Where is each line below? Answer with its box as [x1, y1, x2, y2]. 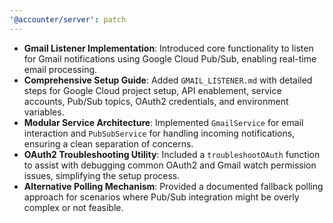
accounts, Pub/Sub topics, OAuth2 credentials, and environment [23, 95, 289, 107]
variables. [23, 106, 65, 118]
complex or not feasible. [23, 201, 124, 213]
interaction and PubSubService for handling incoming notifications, [23, 127, 296, 139]
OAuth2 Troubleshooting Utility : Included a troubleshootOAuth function [23, 148, 321, 160]
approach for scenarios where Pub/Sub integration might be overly [23, 191, 300, 203]
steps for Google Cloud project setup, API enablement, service [23, 84, 282, 96]
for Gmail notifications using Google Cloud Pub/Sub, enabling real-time [23, 52, 317, 65]
